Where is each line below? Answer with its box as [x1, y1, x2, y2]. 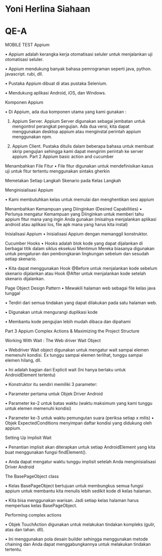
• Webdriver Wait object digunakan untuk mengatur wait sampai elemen [5, 347, 149, 353]
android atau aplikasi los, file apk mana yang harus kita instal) [5, 222, 128, 228]
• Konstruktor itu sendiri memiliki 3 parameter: [5, 382, 97, 387]
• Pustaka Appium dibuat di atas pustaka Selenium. [5, 80, 108, 86]
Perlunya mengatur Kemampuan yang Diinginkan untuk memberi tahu [5, 211, 144, 217]
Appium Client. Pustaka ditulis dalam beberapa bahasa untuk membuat [12, 143, 154, 149]
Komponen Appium [5, 99, 44, 105]
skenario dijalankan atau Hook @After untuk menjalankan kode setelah [5, 270, 146, 276]
